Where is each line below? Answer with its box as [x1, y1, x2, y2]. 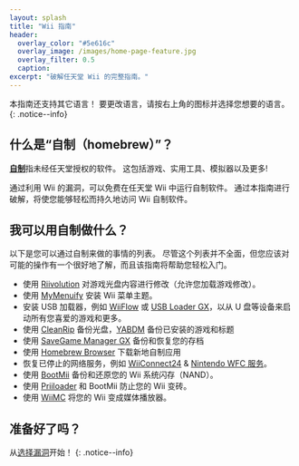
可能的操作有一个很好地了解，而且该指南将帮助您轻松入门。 [9, 259, 232, 270]
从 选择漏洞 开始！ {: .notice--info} [9, 447, 134, 458]
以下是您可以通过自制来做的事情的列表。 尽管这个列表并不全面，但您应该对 [9, 248, 290, 259]
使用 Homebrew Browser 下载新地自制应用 [22, 346, 181, 358]
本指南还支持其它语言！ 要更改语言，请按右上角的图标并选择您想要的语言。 [9, 98, 290, 109]
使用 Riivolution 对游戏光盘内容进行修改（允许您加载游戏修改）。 [22, 278, 261, 290]
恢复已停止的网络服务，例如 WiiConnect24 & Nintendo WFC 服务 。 [22, 358, 272, 369]
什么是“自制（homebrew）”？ [9, 137, 174, 152]
